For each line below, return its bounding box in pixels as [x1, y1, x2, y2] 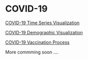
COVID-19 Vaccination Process [5, 39, 70, 45]
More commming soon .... [5, 49, 59, 55]
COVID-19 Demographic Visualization [5, 29, 83, 35]
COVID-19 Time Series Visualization [5, 20, 80, 26]
